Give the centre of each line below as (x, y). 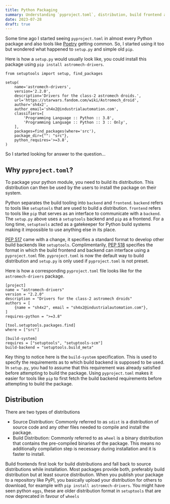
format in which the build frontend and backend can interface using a (77, 250)
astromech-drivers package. (35, 276)
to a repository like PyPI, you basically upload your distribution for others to (84, 480)
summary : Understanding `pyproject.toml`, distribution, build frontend (83, 15)
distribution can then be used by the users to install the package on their (81, 187)
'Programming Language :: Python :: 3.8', (69, 118)
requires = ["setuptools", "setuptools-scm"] (54, 343)
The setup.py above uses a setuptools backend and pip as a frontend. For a (84, 219)
